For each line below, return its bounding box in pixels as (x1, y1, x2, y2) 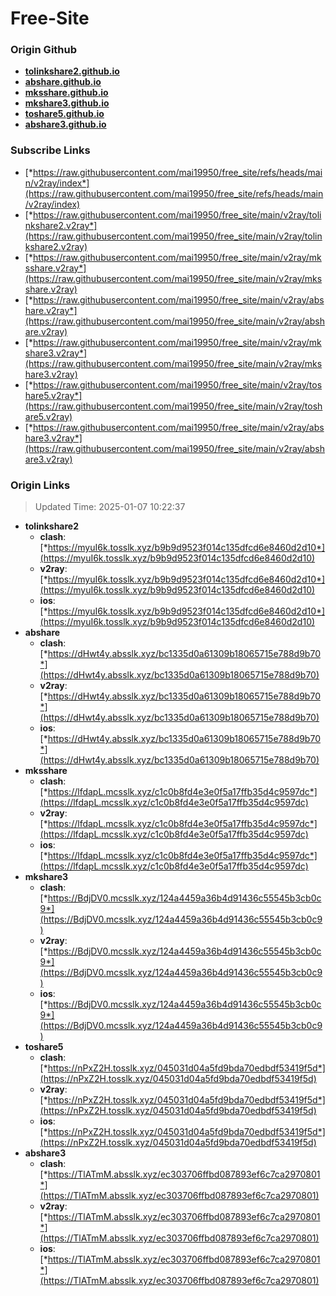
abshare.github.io (24, 76, 102, 88)
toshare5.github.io (24, 108, 105, 120)
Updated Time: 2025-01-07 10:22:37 (34, 501, 186, 513)
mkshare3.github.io (24, 97, 110, 109)
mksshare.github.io (24, 87, 109, 99)
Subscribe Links (10, 143, 91, 157)
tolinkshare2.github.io (24, 65, 120, 77)
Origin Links (10, 478, 71, 492)
